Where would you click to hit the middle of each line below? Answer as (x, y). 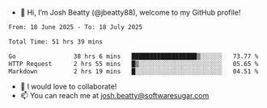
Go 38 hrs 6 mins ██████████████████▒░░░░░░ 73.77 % (133, 56)
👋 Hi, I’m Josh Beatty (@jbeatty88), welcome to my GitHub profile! (130, 12)
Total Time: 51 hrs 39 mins (56, 42)
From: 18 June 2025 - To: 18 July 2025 (76, 27)
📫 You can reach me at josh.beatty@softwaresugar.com (114, 96)
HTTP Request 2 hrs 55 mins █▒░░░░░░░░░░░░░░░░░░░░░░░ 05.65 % (133, 64)
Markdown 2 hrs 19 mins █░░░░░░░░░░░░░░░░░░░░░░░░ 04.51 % (133, 71)
